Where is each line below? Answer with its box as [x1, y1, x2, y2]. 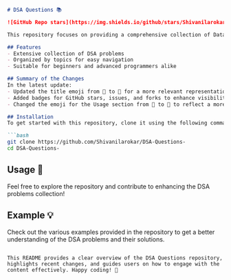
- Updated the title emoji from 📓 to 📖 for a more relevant [7, 88, 184, 95]
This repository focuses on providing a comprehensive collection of [7, 31, 211, 38]
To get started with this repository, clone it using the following [7, 120, 208, 127]
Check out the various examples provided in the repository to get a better [7, 228, 215, 236]
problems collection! [7, 189, 65, 197]
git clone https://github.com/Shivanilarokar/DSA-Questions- [7, 138, 186, 146]
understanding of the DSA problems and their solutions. [7, 235, 165, 244]
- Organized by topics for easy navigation [7, 56, 134, 63]
